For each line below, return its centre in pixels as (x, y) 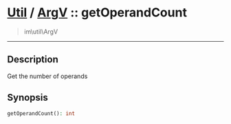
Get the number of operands (47, 76)
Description (33, 60)
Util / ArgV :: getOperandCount (97, 13)
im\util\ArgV (41, 32)
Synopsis (27, 98)
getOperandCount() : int (41, 113)
